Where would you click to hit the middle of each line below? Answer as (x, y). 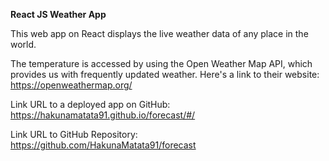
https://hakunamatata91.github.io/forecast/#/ (103, 115)
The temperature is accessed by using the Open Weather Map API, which (161, 63)
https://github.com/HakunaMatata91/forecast (103, 145)
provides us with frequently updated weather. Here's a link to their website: (165, 74)
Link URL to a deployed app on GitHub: (90, 104)
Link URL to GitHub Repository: (74, 134)
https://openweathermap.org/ (71, 85)
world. (23, 44)
